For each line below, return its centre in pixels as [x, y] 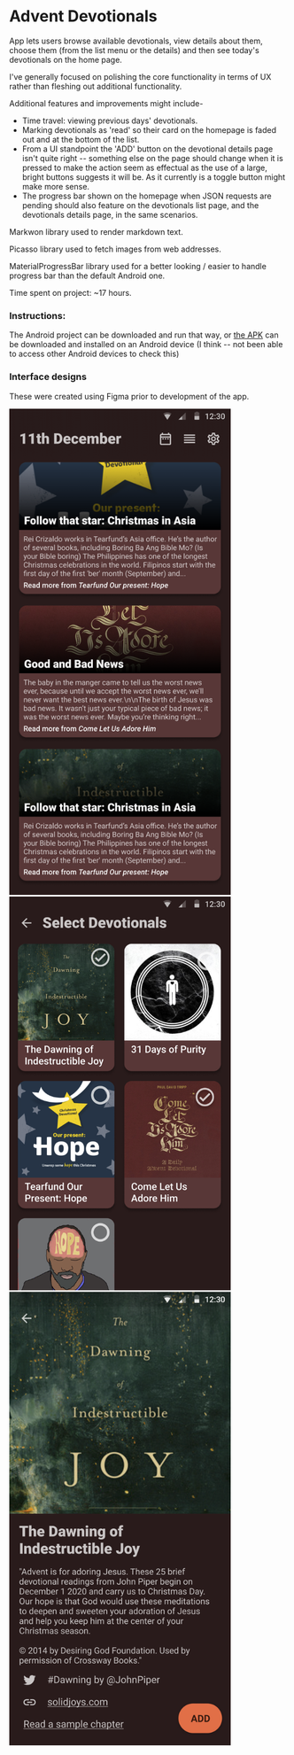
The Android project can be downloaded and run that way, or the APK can [144, 335]
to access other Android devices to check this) [94, 354]
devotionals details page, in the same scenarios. [110, 214]
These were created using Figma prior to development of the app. [129, 396]
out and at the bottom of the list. [81, 139]
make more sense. [56, 186]
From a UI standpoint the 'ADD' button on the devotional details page [147, 149]
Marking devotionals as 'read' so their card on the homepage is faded [149, 129]
